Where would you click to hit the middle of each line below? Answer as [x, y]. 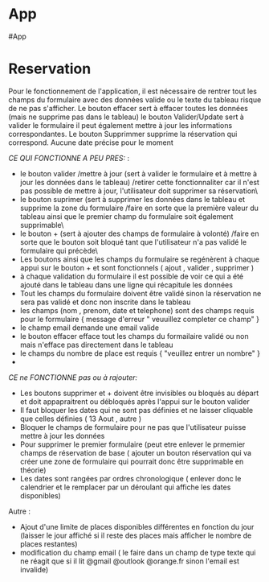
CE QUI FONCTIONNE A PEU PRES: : [69, 158]
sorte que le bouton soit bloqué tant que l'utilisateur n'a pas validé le [133, 241]
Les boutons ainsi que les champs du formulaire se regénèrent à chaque [139, 259]
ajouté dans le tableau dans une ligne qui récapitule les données [126, 285]
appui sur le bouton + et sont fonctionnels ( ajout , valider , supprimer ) [137, 267]
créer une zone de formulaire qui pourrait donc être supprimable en [132, 461]
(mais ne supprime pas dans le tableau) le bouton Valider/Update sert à [126, 117]
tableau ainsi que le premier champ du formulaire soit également [126, 216]
